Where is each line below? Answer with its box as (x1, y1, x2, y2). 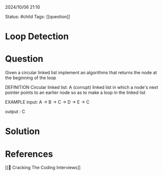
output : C (5, 109, 26, 115)
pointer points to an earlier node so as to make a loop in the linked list (5, 89, 146, 95)
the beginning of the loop (5, 75, 56, 81)
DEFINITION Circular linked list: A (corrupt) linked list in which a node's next (5, 85, 159, 90)
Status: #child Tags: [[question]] (5, 14, 70, 19)
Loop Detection (5, 31, 69, 42)
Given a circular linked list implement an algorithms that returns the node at (5, 70, 157, 76)
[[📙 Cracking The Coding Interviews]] (5, 165, 81, 171)
